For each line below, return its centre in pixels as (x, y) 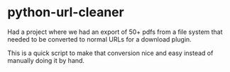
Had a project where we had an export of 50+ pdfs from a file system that (115, 32)
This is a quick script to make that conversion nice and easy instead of (110, 53)
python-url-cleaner (66, 12)
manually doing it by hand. (46, 60)
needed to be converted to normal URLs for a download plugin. (99, 39)
